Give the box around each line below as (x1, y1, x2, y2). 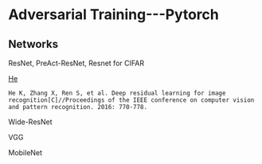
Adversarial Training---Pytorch (8, 6, 219, 24)
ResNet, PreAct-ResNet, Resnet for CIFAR (8, 58, 145, 68)
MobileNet (8, 148, 42, 157)
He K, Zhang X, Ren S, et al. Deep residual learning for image (8, 89, 226, 97)
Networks (8, 37, 58, 51)
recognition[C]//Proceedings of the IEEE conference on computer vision (8, 96, 255, 104)
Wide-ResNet (8, 117, 53, 127)
